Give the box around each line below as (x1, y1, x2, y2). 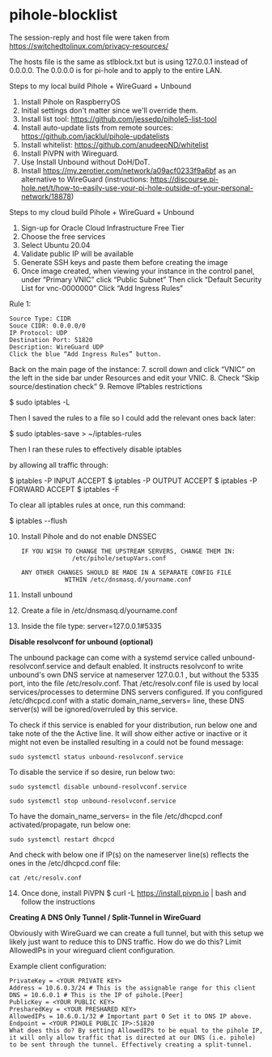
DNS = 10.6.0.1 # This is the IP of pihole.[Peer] (9, 991, 184, 999)
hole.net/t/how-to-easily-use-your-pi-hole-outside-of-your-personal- (20, 182, 254, 192)
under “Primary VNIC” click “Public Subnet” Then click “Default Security (20, 274, 262, 285)
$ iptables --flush (9, 516, 68, 525)
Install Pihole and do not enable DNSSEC (20, 531, 157, 541)
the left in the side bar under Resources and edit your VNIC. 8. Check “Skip (9, 373, 260, 383)
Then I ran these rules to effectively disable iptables (9, 444, 182, 454)
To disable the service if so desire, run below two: (9, 767, 176, 777)
